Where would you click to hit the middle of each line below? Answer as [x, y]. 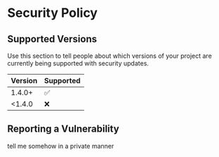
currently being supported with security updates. [78, 63]
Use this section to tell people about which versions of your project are [109, 56]
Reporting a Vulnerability [63, 129]
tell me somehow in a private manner [61, 146]
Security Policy [53, 13]
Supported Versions [52, 39]
